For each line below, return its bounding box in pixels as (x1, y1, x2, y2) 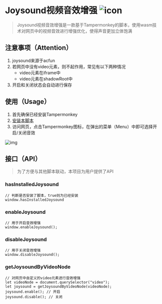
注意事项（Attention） (5, 44, 72, 52)
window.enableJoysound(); (5, 225, 57, 229)
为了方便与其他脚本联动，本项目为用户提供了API (17, 169, 114, 174)
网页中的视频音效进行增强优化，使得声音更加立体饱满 (25, 28, 132, 34)
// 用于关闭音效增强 (5, 248, 41, 253)
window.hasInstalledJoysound (5, 197, 64, 202)
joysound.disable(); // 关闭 (5, 294, 63, 299)
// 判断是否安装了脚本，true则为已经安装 (5, 193, 79, 198)
